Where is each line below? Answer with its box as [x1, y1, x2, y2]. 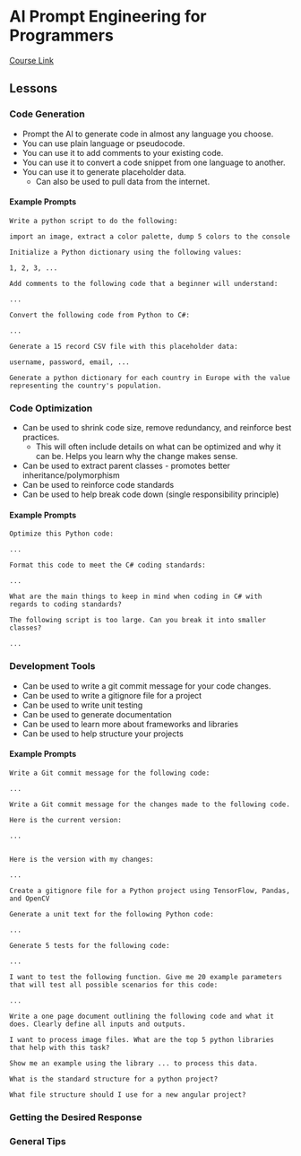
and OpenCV [9, 894, 50, 903]
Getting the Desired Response [9, 1110, 142, 1123]
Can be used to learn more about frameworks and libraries [21, 718, 239, 729]
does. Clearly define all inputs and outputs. [9, 1020, 186, 1029]
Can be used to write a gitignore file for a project [21, 690, 202, 700]
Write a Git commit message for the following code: [9, 769, 211, 778]
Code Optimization [9, 402, 93, 414]
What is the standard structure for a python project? [9, 1074, 219, 1083]
